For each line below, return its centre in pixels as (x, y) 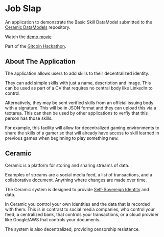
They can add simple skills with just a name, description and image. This (78, 83)
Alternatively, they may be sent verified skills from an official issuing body (79, 103)
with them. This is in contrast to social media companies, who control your (80, 209)
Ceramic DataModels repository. (38, 27)
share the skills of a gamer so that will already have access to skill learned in (82, 133)
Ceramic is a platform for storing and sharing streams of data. (67, 165)
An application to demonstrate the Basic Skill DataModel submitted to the (79, 22)
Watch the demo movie (28, 37)
